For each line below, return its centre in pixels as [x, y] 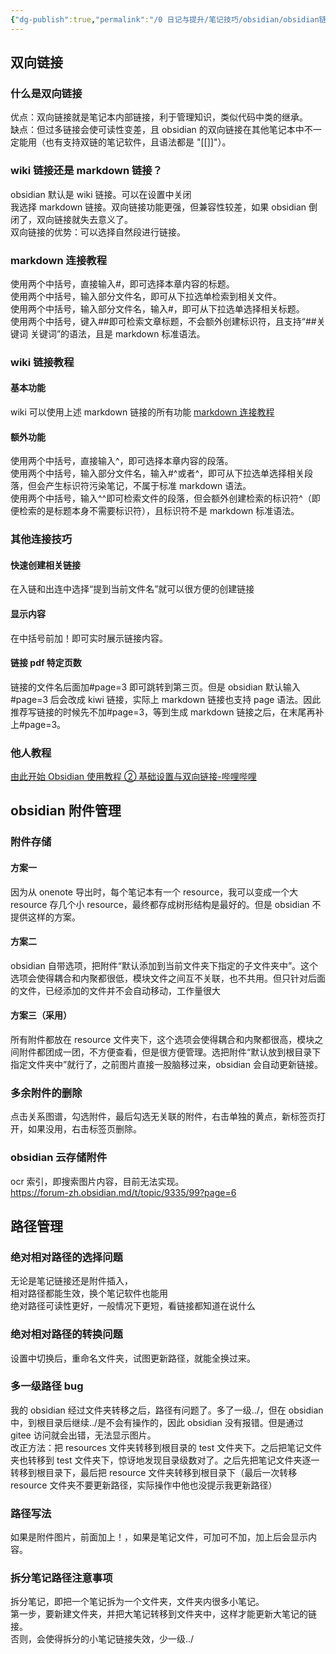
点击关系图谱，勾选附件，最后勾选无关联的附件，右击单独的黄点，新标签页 [163, 1117]
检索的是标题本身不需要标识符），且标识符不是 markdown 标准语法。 [159, 511]
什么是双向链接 [46, 93]
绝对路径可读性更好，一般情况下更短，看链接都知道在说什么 [133, 1306]
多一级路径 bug [47, 1386]
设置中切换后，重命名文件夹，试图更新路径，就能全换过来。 [133, 1358]
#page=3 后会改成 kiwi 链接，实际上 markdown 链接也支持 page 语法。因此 [166, 699]
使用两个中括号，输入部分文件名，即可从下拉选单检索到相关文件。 [146, 296]
